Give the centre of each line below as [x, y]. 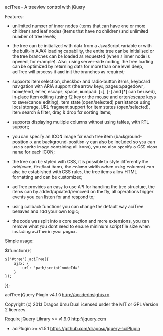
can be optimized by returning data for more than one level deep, [78, 66]
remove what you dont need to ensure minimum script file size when [81, 226]
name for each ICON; [33, 152]
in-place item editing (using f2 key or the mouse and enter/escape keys [84, 97]
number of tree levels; [34, 36]
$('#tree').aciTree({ [27, 259]
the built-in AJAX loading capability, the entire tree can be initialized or [83, 51]
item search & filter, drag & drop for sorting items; [62, 112]
